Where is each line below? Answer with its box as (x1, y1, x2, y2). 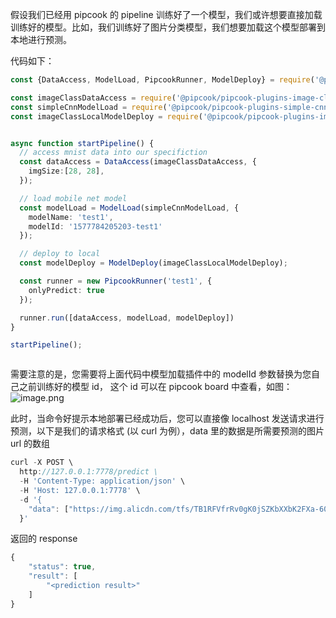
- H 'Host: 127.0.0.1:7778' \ (19, 485, 141, 495)
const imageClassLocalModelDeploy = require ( (10, 111, 203, 122)
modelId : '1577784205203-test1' (28, 221, 163, 232)
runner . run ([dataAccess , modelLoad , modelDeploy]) (19, 313, 235, 323)
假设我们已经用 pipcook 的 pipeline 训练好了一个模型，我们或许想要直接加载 (10, 9, 323, 20)
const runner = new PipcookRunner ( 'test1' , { (19, 276, 213, 286)
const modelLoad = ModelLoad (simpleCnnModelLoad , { (19, 203, 240, 213)
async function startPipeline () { (10, 138, 155, 148)
